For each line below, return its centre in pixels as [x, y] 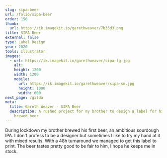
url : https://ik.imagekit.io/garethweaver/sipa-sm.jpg [76, 83]
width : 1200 [26, 75]
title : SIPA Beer [23, 33]
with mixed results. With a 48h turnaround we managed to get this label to [81, 141]
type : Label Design [25, 42]
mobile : [22, 79]
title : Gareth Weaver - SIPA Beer [45, 107]
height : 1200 [28, 70]
